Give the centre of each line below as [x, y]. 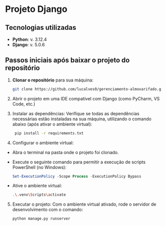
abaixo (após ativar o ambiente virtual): [52, 124]
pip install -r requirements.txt [49, 133]
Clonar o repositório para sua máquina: [53, 80]
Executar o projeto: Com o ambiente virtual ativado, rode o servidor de [84, 204]
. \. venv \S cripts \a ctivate [39, 195]
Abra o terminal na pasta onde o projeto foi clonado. [65, 152]
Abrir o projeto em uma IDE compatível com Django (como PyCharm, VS [86, 98]
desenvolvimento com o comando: [48, 210]
